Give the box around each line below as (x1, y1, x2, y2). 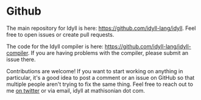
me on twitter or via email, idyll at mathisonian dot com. (6, 87, 145, 94)
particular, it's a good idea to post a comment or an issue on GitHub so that (6, 74, 195, 81)
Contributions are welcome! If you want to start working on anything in (6, 67, 183, 74)
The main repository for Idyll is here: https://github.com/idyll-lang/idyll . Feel (6, 24, 196, 32)
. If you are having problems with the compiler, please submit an (27, 49, 189, 56)
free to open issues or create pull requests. (6, 30, 115, 38)
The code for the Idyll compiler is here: (6, 43, 104, 50)
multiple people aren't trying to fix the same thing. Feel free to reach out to (6, 80, 194, 88)
